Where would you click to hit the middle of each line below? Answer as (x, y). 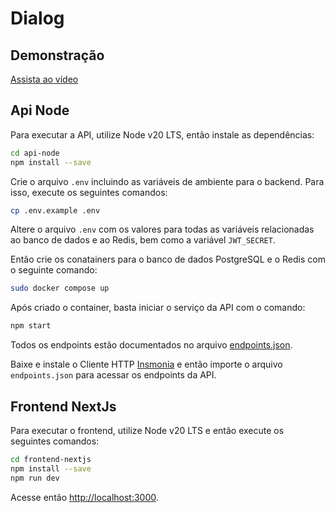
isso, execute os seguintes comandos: (89, 192)
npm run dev (35, 478)
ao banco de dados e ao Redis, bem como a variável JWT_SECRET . (143, 240)
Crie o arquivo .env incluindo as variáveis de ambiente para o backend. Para (167, 181)
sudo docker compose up (60, 288)
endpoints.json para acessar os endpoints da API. (113, 375)
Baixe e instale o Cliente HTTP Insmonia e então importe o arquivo (146, 364)
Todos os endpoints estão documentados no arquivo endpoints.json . (151, 345)
